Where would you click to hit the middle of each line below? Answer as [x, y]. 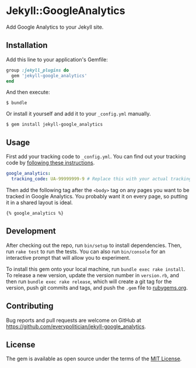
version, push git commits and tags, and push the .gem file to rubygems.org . [97, 287]
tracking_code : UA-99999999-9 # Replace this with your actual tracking [101, 179]
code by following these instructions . [50, 163]
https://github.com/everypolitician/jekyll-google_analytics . [76, 326]
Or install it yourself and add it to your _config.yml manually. [78, 114]
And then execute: [28, 92]
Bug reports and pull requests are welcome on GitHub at [74, 320]
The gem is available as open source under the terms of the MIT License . [94, 359]
